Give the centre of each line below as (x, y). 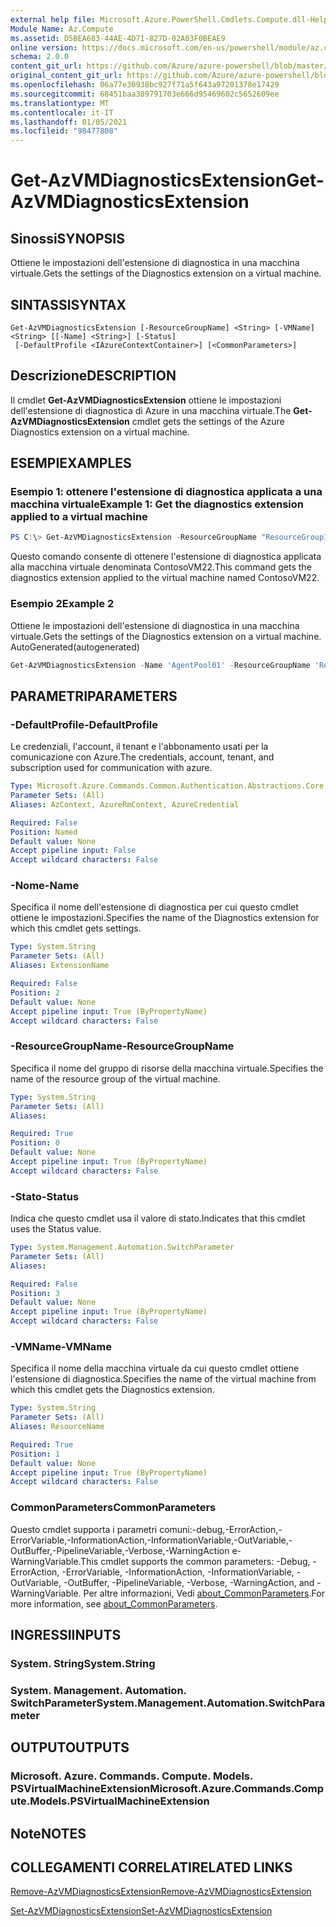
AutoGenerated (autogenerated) (75, 647)
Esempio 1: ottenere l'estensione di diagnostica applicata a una (166, 492)
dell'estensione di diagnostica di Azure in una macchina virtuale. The (151, 410)
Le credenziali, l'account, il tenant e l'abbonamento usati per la (139, 747)
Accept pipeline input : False (73, 851)
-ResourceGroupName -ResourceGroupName (122, 1046)
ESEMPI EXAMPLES (71, 463)
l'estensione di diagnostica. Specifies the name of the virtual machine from (163, 1379)
